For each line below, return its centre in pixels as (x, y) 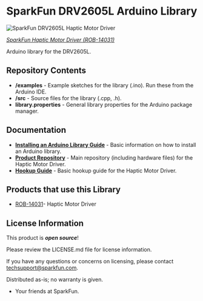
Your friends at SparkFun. (47, 291)
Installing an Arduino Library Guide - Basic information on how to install (105, 144)
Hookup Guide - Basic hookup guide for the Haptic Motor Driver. (96, 171)
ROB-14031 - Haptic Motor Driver (56, 204)
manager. (27, 111)
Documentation (36, 130)
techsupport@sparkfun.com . (42, 268)
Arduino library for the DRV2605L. (49, 51)
